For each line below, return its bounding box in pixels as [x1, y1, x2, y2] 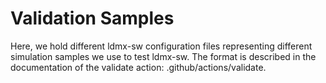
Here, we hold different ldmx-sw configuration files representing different [10, 40, 313, 52]
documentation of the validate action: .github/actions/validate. [10, 61, 267, 73]
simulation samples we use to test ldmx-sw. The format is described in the [10, 50, 317, 62]
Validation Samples [10, 7, 175, 30]
